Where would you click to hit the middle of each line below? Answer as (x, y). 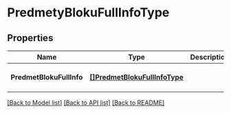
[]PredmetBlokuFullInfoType (136, 77)
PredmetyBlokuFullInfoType (88, 13)
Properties (30, 38)
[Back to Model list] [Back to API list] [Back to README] (86, 103)
